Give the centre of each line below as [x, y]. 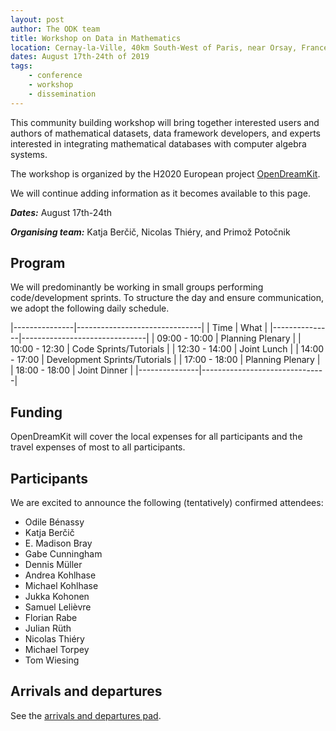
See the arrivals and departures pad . [86, 715]
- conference [55, 76]
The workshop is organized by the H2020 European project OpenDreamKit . [165, 173]
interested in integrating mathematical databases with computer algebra [158, 143]
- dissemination [62, 94]
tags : [21, 66]
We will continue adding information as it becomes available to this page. [160, 193]
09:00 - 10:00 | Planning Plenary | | [229, 338]
